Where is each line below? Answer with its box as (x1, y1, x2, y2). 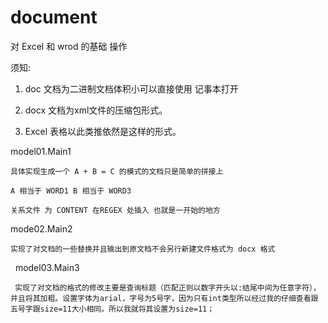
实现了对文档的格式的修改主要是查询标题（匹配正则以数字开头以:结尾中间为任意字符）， (14, 282, 321, 293)
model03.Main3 (14, 261, 80, 273)
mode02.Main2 (10, 222, 73, 235)
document (10, 6, 98, 29)
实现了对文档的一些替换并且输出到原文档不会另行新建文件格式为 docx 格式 (10, 244, 276, 254)
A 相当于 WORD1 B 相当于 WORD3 (10, 186, 132, 196)
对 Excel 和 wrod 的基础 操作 (10, 40, 128, 52)
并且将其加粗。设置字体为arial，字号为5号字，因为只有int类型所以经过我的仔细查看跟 (10, 293, 319, 303)
